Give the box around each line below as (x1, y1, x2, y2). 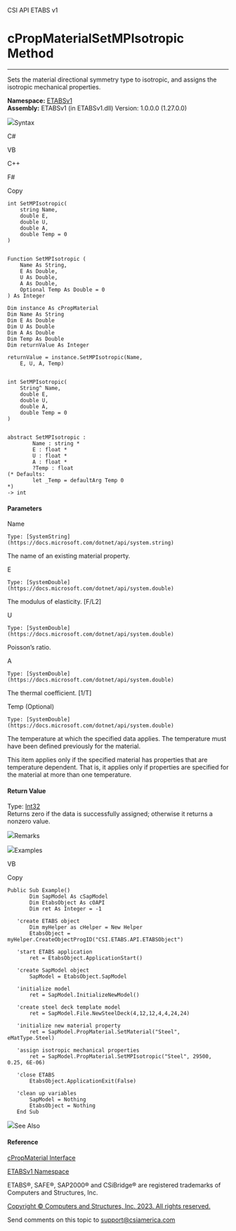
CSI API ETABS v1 (7, 6, 58, 14)
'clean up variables (16, 1090, 77, 1097)
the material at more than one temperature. (7, 771, 132, 779)
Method (7, 46, 54, 62)
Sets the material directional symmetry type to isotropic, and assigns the (7, 75, 217, 84)
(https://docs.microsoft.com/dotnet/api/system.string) (7, 539, 174, 547)
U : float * (32, 452, 68, 459)
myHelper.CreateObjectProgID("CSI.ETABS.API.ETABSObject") (7, 936, 184, 943)
